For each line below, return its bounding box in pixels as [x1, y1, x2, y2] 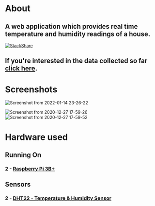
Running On [5, 151, 42, 159]
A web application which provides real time [5, 22, 138, 31]
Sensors [5, 180, 31, 189]
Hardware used [5, 132, 68, 142]
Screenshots [5, 84, 58, 95]
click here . [5, 64, 38, 73]
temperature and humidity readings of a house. [5, 30, 151, 38]
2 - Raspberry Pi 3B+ [5, 165, 55, 172]
